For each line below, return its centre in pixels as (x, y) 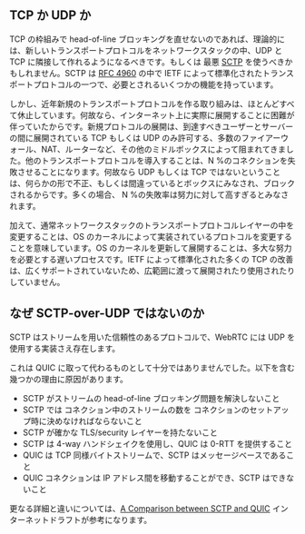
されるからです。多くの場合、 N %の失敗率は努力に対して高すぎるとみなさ (149, 194)
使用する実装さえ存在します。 (65, 348)
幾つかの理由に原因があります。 (69, 379)
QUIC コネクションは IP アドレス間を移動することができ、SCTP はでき (154, 478)
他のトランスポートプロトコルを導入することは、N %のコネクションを (156, 160)
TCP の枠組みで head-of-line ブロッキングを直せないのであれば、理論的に (148, 39)
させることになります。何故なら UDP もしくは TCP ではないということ (149, 172)
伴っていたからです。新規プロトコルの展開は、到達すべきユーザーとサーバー (152, 126)
